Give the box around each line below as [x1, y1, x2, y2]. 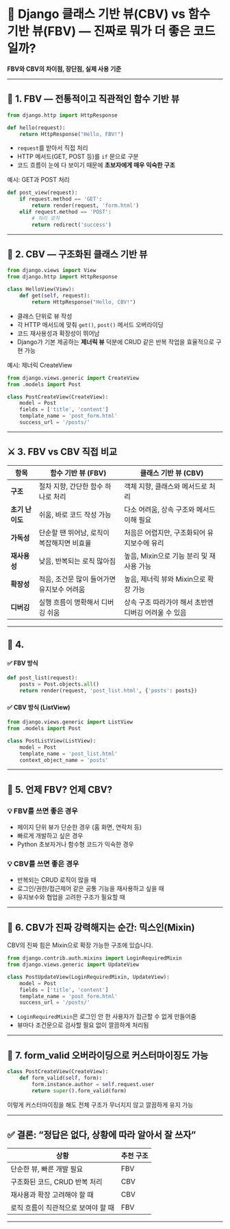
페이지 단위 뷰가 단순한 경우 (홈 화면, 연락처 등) [16, 823, 142, 831]
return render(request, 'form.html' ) [31, 202, 139, 210]
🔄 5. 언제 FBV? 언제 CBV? [7, 784, 113, 796]
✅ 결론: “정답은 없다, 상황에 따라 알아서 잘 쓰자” [7, 1129, 196, 1141]
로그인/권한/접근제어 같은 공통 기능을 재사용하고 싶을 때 [16, 884, 164, 893]
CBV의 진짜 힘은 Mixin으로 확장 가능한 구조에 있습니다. [7, 941, 153, 949]
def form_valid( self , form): [19, 1074, 103, 1082]
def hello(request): [7, 124, 66, 131]
